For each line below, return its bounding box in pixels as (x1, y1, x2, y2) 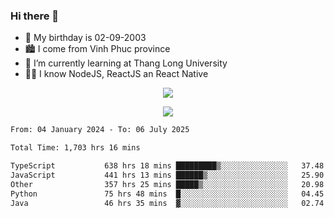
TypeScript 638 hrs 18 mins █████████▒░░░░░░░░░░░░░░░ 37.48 (10, 161, 325, 171)
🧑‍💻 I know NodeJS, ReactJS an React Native (24, 68, 209, 80)
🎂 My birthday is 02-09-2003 (24, 32, 147, 44)
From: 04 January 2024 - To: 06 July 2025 (10, 125, 190, 135)
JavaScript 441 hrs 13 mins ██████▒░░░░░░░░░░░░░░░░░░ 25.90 (10, 170, 325, 180)
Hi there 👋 (10, 9, 60, 23)
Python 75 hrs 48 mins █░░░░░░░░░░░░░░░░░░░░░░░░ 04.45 (10, 189, 325, 199)
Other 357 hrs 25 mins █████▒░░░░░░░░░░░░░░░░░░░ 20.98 (10, 179, 325, 189)
